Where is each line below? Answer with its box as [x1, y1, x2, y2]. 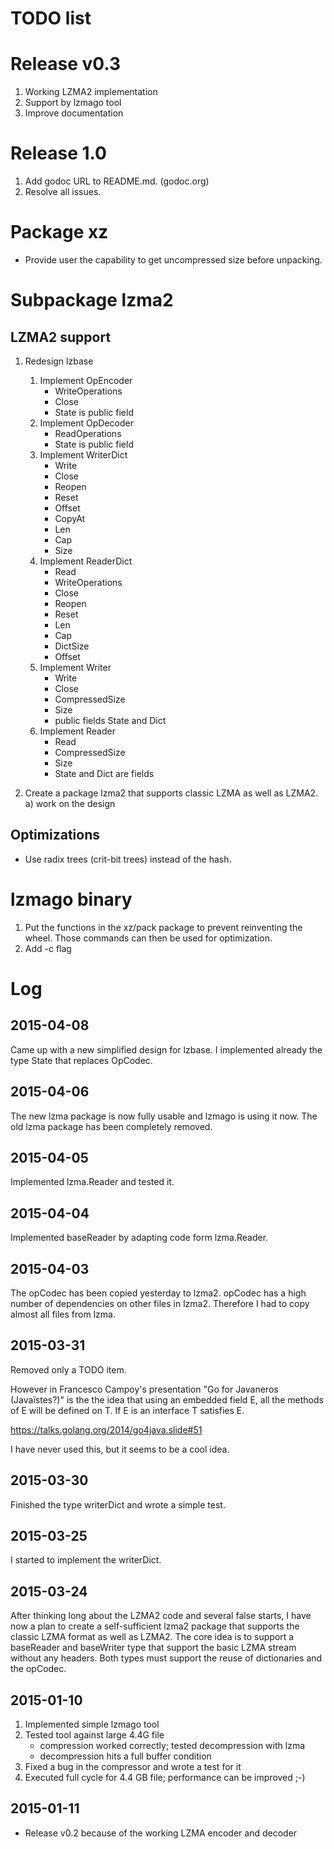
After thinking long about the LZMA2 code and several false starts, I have [10, 1610, 312, 1622]
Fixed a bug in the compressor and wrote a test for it [24, 1761, 242, 1773]
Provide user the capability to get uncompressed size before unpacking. [24, 254, 323, 266]
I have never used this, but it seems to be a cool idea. [10, 1443, 230, 1455]
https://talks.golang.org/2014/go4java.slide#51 [10, 1423, 203, 1436]
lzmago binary [10, 888, 133, 911]
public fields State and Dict [54, 715, 167, 726]
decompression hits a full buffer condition [39, 1750, 212, 1762]
